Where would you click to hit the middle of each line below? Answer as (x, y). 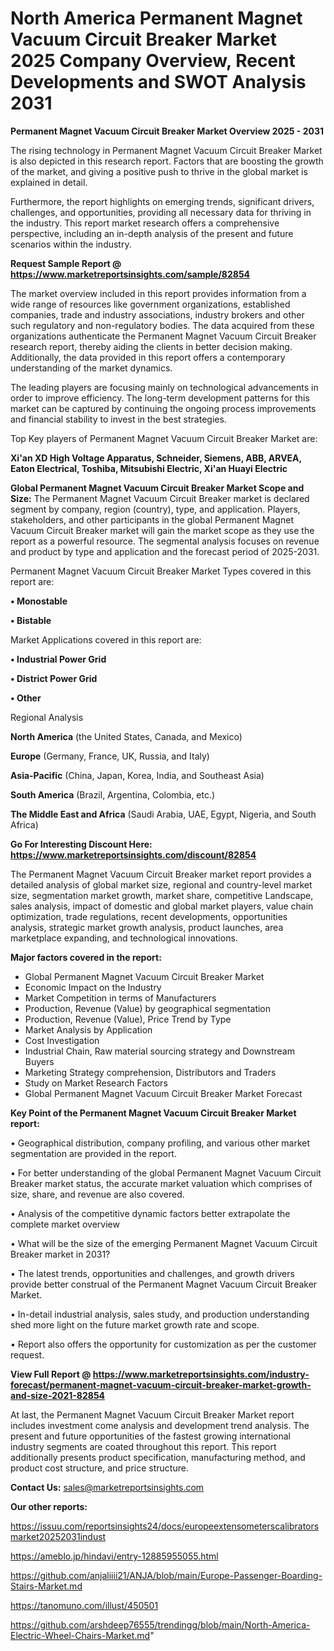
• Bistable (31, 620)
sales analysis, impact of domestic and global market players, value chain (162, 906)
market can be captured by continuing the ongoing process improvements (163, 408)
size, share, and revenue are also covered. (97, 1194)
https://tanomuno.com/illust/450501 (84, 1605)
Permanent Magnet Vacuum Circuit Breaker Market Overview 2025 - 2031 (167, 131)
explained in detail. (49, 182)
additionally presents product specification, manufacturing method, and (158, 1457)
